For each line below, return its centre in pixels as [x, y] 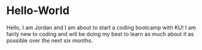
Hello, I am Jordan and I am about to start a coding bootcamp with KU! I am [101, 27]
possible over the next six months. [50, 40]
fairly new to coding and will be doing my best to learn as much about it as [100, 34]
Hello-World [38, 11]
